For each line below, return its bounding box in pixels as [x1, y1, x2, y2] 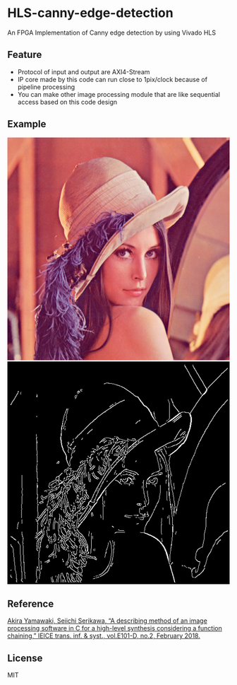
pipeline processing [17, 83, 75, 91]
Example [7, 118, 47, 130]
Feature [7, 49, 42, 61]
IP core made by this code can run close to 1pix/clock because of [17, 75, 208, 83]
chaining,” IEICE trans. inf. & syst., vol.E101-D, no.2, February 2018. [7, 631, 201, 640]
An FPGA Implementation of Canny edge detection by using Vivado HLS [7, 28, 217, 37]
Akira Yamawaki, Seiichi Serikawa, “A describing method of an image [7, 616, 208, 625]
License [7, 652, 43, 664]
